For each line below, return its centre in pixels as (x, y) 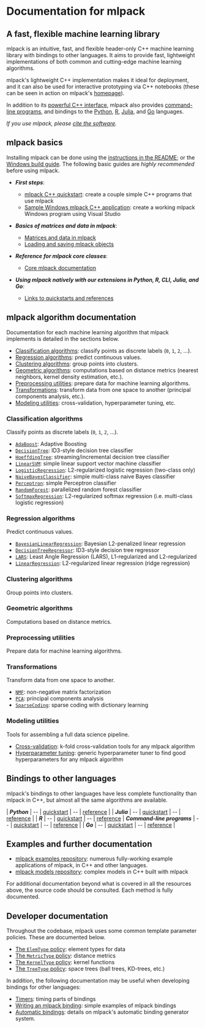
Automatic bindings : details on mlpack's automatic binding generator (102, 1012)
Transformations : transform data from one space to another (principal (103, 389)
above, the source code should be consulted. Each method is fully (90, 890)
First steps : (30, 182)
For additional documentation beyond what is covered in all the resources (99, 884)
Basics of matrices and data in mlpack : (66, 226)
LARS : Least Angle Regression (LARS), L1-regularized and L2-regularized (106, 557)
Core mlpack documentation (60, 267)
